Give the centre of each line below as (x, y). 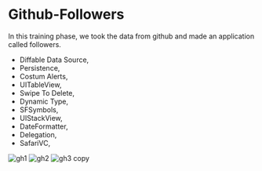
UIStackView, (41, 118)
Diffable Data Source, (54, 60)
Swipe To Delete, (47, 93)
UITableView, (40, 85)
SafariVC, (35, 143)
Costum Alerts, (44, 76)
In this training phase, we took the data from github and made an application (131, 36)
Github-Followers (66, 15)
